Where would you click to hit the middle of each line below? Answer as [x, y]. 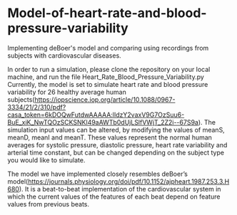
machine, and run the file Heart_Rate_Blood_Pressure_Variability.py [106, 77]
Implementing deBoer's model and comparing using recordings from [108, 48]
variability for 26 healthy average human [67, 92]
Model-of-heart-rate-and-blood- [107, 13]
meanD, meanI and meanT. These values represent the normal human [110, 137]
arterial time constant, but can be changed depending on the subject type [116, 152]
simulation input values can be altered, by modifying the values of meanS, [116, 130]
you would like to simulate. [46, 160]
